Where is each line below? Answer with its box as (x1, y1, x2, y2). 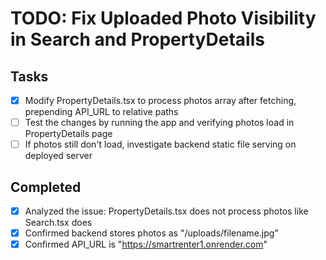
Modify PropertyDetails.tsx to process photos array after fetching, (24, 95, 297, 106)
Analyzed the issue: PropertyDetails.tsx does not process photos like (24, 205, 309, 217)
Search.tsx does (24, 217, 93, 229)
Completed (10, 178, 82, 196)
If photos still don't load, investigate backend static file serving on (24, 138, 297, 151)
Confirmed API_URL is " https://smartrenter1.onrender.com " (24, 238, 268, 251)
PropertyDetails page (24, 128, 113, 140)
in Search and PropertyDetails (10, 28, 265, 51)
